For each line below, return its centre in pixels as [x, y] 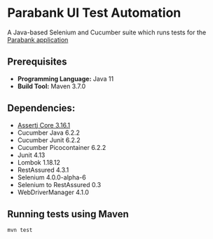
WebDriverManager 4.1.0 [53, 192]
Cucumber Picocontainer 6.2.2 [62, 147]
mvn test [20, 230]
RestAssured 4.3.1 [43, 170]
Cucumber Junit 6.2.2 [49, 140]
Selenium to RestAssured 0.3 [59, 184]
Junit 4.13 [31, 155]
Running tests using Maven [68, 214]
